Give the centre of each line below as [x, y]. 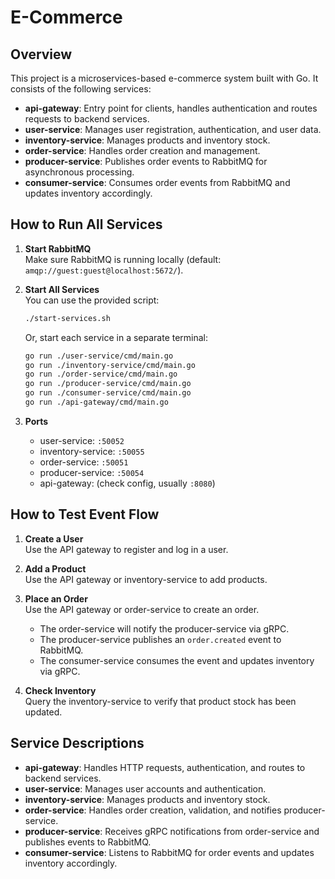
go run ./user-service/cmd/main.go [99, 356]
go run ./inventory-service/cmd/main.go [110, 365]
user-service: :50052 [82, 440]
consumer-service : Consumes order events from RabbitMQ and [157, 182]
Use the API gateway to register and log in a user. [126, 549]
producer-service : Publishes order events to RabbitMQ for [146, 161]
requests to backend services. [87, 119]
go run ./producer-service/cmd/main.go [108, 384]
